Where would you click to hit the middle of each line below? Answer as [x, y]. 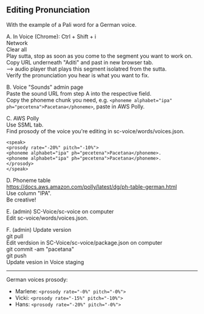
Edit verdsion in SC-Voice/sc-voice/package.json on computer [84, 242]
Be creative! [21, 200]
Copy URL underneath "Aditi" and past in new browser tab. [80, 62]
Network [17, 43]
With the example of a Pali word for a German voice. [71, 24]
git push [17, 256]
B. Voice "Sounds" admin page [45, 87]
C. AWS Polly [23, 118]
